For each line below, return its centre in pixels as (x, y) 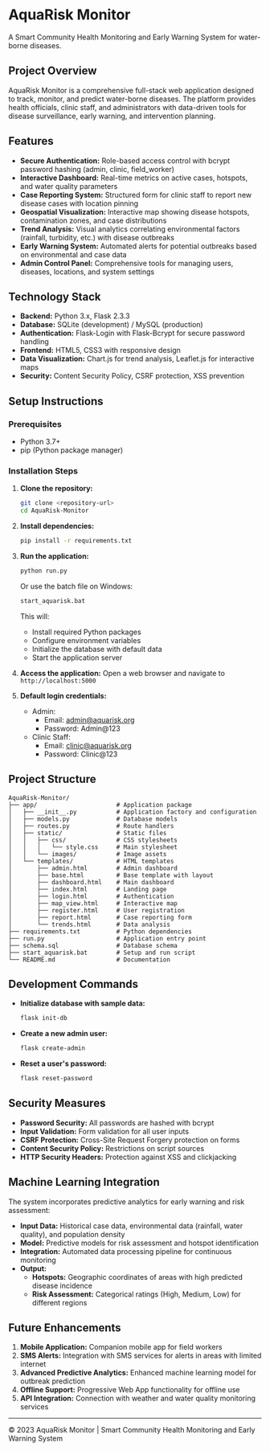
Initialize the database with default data (97, 649)
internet (33, 1364)
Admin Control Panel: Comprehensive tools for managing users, (127, 263)
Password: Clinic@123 (81, 754)
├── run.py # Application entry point (107, 938)
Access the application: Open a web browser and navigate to (122, 673)
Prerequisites (35, 424)
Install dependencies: (57, 526)
